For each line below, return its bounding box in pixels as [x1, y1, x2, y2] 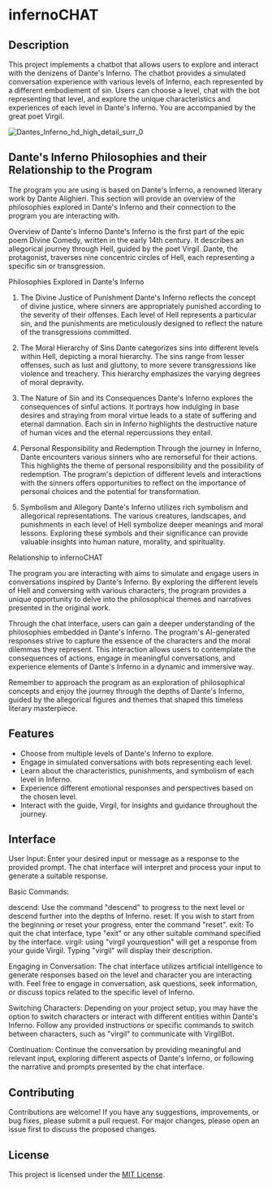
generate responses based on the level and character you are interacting [8, 970, 253, 980]
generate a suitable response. [8, 871, 108, 881]
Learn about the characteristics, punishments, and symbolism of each [19, 765, 254, 775]
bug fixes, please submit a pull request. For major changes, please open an [8, 1116, 260, 1126]
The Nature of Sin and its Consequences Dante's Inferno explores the [19, 392, 253, 403]
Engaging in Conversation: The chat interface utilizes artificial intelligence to [8, 961, 263, 972]
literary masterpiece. [8, 703, 78, 713]
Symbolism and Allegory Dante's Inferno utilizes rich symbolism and [19, 502, 248, 512]
